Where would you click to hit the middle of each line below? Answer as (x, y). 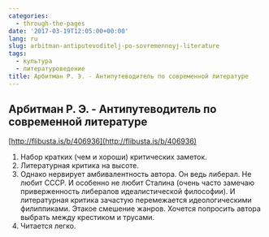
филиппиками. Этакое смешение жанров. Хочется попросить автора (141, 209)
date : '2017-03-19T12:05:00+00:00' (69, 31)
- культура (34, 62)
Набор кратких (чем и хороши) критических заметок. (113, 157)
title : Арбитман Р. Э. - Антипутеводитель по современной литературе (129, 76)
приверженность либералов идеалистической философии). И (128, 192)
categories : (28, 16)
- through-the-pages (50, 24)
